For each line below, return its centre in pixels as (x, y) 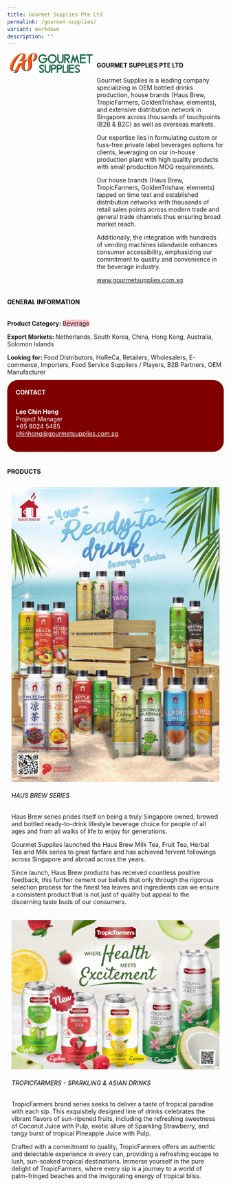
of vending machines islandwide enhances (157, 245)
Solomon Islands (31, 344)
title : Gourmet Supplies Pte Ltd (55, 14)
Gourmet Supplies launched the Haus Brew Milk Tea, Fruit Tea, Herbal (110, 845)
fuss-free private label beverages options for (160, 145)
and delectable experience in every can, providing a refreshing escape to (115, 1154)
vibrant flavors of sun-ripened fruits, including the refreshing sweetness (113, 1119)
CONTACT (31, 392)
